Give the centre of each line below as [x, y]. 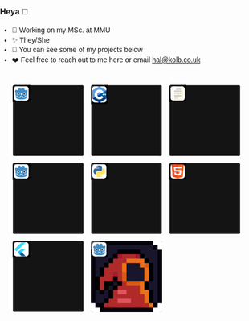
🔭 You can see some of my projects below [78, 50]
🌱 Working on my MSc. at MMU [61, 30]
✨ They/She [31, 40]
